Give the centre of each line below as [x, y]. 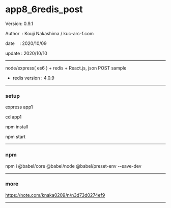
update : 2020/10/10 [26, 53]
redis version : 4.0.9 [34, 78]
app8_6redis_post [44, 9]
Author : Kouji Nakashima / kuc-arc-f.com [50, 33]
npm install [17, 127]
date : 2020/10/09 [26, 43]
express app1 [19, 107]
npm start [16, 137]
